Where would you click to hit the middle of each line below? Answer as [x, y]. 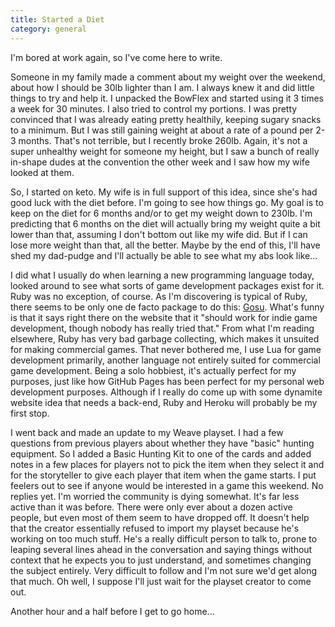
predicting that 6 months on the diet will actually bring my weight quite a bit [165, 223]
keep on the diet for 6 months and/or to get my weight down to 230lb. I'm [161, 213]
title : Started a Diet [57, 19]
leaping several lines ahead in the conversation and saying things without [161, 549]
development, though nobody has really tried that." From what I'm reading [162, 328]
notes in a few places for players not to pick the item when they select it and [167, 464]
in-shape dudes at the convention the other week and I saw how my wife [160, 162]
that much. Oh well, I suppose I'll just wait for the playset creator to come [161, 581]
